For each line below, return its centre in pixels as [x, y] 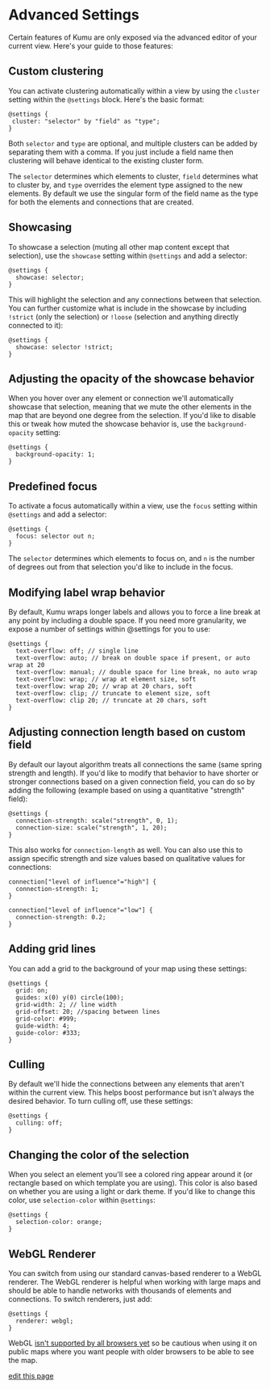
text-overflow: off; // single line [77, 651]
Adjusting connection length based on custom [127, 732]
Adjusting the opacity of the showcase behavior [132, 379]
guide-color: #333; [48, 1032]
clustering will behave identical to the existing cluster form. [106, 160]
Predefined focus [53, 486]
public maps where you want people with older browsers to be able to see [131, 1352]
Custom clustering [56, 72]
